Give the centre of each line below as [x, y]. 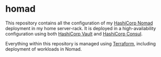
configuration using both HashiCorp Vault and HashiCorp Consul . [74, 34]
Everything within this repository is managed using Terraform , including [80, 43]
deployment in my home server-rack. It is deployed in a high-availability [81, 28]
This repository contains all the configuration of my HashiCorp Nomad [79, 23]
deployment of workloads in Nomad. [44, 49]
